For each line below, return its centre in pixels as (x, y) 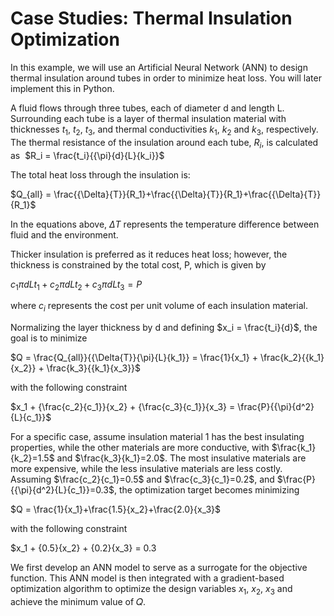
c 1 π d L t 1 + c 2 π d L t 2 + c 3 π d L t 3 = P (76, 285)
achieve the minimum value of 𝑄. (78, 601)
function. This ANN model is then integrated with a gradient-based (147, 578)
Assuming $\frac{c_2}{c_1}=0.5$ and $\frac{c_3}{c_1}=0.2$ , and (142, 479)
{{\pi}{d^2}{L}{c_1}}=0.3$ (62, 490)
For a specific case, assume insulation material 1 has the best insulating (157, 437)
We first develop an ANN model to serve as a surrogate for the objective (159, 568)
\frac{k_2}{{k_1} (292, 358)
